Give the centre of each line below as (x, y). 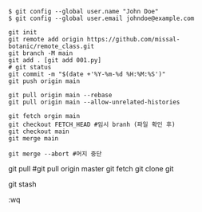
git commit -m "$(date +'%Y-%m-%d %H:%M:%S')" (87, 74)
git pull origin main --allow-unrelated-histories (94, 102)
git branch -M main (41, 53)
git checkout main (39, 132)
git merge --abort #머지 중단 (55, 154)
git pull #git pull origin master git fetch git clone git (91, 169)
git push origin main (44, 81)
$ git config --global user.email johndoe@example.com (101, 18)
